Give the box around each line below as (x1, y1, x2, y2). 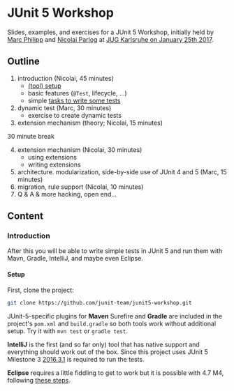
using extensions (27, 153, 77, 161)
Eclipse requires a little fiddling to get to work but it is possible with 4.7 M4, (7, 368, 224, 377)
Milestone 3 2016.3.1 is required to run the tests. (7, 355, 145, 363)
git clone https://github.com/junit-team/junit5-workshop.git (7, 299, 192, 306)
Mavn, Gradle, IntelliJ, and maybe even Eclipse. (7, 254, 143, 263)
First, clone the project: (7, 286, 75, 294)
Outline (7, 56, 40, 68)
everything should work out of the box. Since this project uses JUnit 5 (7, 347, 208, 356)
